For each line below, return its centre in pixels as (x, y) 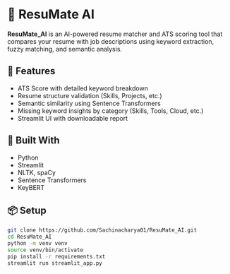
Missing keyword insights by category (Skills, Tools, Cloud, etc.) (110, 111)
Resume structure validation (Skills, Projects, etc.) (90, 95)
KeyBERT (31, 187)
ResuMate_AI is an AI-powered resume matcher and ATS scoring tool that (115, 34)
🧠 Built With (34, 141)
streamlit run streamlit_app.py (55, 263)
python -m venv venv (38, 244)
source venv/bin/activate (45, 250)
